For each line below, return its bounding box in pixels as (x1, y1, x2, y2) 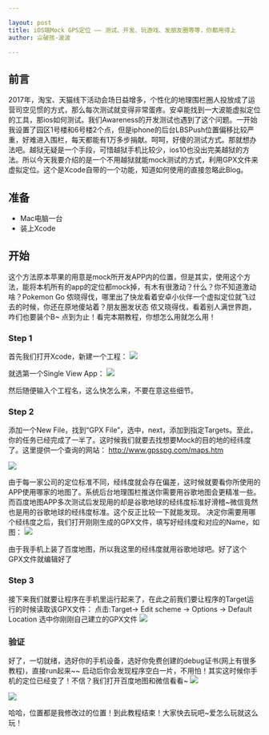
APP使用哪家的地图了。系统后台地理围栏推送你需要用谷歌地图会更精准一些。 (8, 488, 261, 497)
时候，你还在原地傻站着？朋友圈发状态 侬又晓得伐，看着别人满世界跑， (22, 302, 256, 311)
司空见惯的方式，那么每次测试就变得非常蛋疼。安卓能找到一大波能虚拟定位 (14, 105, 261, 114)
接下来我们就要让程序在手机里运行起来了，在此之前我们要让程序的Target (8, 594, 247, 604)
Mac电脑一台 (19, 214, 63, 223)
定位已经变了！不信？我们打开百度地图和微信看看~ (22, 676, 189, 685)
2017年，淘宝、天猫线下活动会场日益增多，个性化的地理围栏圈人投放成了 (8, 95, 248, 105)
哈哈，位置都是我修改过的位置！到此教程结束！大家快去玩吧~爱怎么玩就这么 (8, 708, 259, 717)
